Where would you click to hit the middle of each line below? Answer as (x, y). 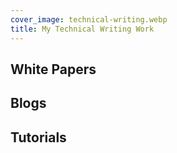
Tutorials (38, 137)
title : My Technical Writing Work (82, 29)
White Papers (53, 69)
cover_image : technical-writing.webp (89, 19)
